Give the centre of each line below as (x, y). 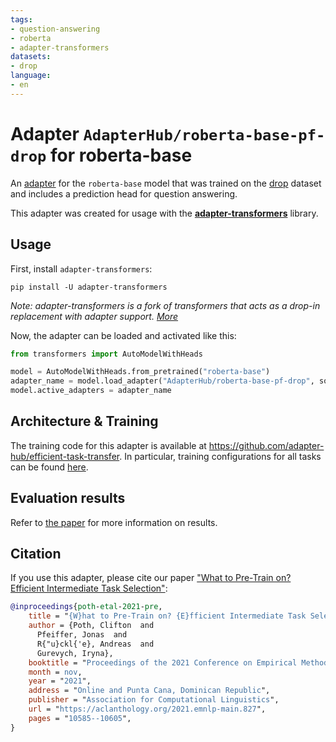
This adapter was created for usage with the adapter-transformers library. (164, 213)
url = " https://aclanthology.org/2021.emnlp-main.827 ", (147, 709)
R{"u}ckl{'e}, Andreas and (95, 644)
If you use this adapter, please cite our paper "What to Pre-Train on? (151, 578)
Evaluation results (68, 498)
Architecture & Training (84, 421)
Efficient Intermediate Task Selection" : (89, 588)
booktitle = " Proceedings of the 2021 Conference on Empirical (163, 662)
